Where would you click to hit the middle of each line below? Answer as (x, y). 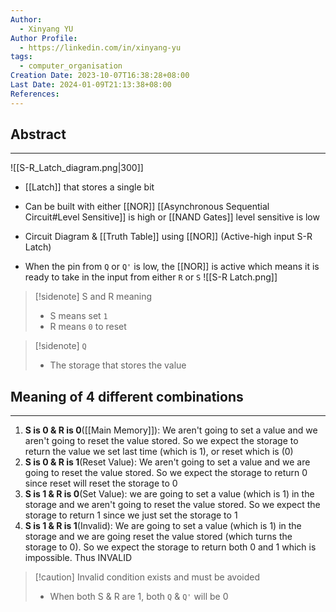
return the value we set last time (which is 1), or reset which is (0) (159, 452)
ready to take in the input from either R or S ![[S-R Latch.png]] (151, 277)
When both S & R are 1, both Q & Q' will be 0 (139, 597)
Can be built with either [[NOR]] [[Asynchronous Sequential (147, 207)
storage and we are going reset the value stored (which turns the (158, 537)
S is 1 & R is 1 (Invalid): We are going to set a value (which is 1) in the (163, 526)
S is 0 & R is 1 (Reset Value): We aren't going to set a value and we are (167, 462)
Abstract (38, 134)
